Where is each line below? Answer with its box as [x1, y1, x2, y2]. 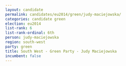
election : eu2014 [5, 21, 41, 26]
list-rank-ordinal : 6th [5, 30, 55, 35]
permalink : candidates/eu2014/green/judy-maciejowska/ [5, 12, 122, 17]
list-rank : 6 [5, 26, 32, 31]
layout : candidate [5, 7, 43, 12]
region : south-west [5, 40, 46, 45]
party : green [5, 44, 32, 49]
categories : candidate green [5, 16, 66, 21]
